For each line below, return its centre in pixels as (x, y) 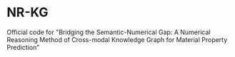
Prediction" (23, 47)
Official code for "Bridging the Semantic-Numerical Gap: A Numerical (109, 32)
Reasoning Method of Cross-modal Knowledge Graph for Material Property (117, 39)
